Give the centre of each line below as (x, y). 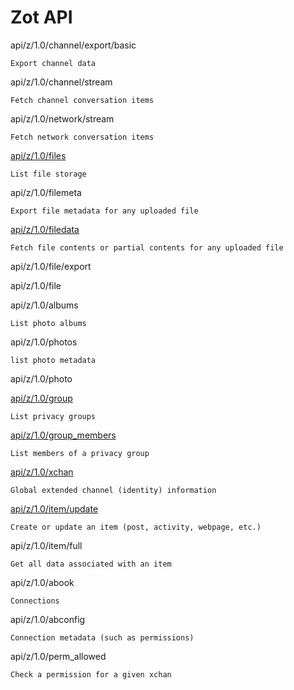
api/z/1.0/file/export (51, 266)
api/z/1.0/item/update (54, 508)
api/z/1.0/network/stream (62, 118)
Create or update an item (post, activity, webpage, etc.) (136, 527)
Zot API (41, 17)
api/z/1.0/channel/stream (61, 82)
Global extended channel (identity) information (113, 490)
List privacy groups (53, 416)
